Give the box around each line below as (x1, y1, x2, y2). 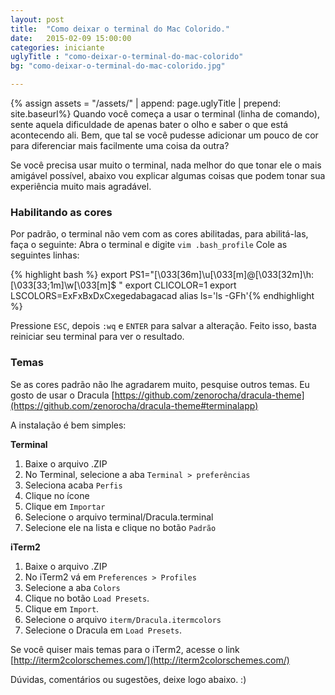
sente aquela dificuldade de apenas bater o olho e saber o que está (10, 119, 289, 130)
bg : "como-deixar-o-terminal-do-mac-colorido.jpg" (10, 61, 226, 71)
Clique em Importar (24, 500, 106, 512)
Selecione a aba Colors (24, 581, 121, 593)
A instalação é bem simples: (10, 419, 127, 431)
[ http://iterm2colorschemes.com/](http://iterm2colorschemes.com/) (10, 654, 290, 666)
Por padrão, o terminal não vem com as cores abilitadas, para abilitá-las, (10, 228, 309, 240)
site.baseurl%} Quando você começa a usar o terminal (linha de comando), (10, 108, 320, 120)
